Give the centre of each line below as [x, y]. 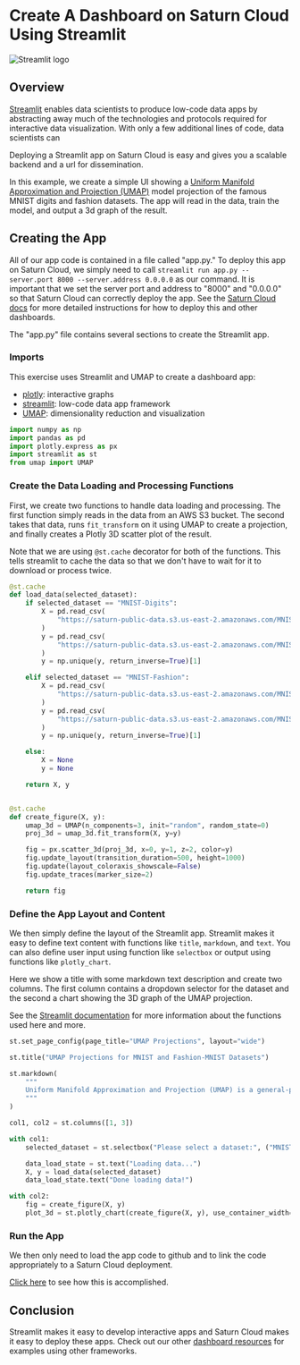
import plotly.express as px [63, 446]
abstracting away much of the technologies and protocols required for [138, 118]
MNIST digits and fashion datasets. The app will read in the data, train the [144, 200]
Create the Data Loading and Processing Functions [122, 486]
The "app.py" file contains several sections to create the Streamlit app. [139, 334]
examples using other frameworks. [73, 1351]
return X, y [47, 784]
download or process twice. [61, 570]
